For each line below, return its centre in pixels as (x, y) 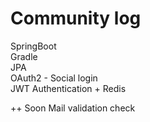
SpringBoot (33, 46)
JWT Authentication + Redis (68, 88)
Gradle (24, 56)
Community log (76, 18)
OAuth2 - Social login (54, 78)
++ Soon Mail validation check (73, 108)
